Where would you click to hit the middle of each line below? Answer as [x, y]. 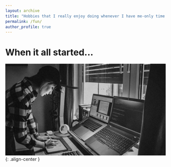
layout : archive [22, 11]
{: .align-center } [23, 159]
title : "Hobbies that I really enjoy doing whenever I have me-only [79, 16]
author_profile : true [28, 27]
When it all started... [49, 53]
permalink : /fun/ [24, 21]
